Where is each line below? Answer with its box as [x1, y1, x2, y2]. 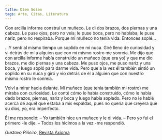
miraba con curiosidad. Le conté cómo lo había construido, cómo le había [5, 90, 151, 96]
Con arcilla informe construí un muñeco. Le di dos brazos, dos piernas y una [5, 25, 157, 31]
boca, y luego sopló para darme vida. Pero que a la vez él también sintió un [5, 65, 155, 71]
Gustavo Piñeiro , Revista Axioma [5, 129, 70, 135]
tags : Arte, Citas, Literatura [5, 12, 68, 16]
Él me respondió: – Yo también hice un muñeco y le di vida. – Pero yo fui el [5, 115, 153, 121]
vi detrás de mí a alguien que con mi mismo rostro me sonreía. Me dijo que [5, 49, 154, 56]
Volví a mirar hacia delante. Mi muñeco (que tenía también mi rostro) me [5, 85, 149, 91]
